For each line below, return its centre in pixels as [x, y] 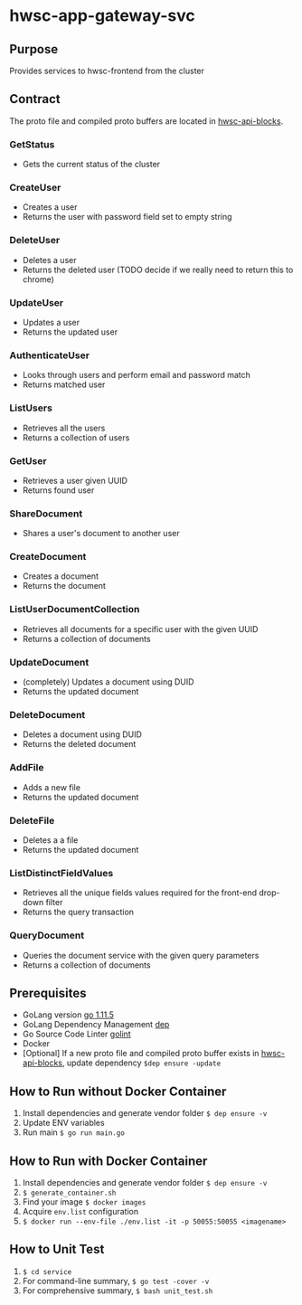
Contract [35, 99]
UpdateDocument [49, 662]
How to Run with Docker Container [109, 1161]
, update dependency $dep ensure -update [142, 1063]
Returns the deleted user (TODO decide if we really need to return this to [158, 270]
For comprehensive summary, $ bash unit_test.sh [118, 1291]
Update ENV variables [64, 1123]
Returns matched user [64, 384]
